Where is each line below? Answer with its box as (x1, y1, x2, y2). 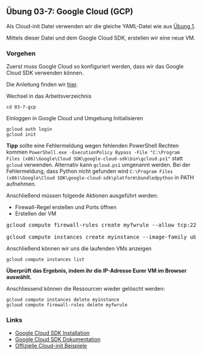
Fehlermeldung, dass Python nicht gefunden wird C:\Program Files (6, 168, 173, 175)
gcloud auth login (6, 126, 52, 133)
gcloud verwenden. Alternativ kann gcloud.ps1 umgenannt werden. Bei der (6, 161, 191, 169)
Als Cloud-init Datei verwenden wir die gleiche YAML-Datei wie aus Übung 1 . (6, 22, 195, 29)
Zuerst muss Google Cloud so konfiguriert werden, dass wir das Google (6, 63, 184, 70)
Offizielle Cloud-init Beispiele (14, 342, 87, 350)
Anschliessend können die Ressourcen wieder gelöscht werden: (6, 285, 165, 293)
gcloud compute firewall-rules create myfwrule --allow (6, 222, 174, 229)
